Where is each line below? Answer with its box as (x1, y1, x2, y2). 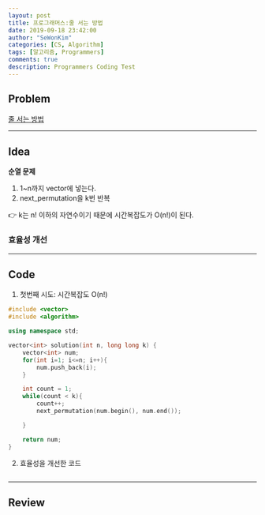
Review (8, 496, 46, 509)
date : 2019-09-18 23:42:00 (8, 26, 97, 34)
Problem (8, 92, 51, 106)
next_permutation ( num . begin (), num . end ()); (36, 408, 181, 415)
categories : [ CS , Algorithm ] (8, 41, 104, 49)
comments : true (8, 56, 58, 64)
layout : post (8, 11, 51, 20)
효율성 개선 (8, 235, 48, 246)
